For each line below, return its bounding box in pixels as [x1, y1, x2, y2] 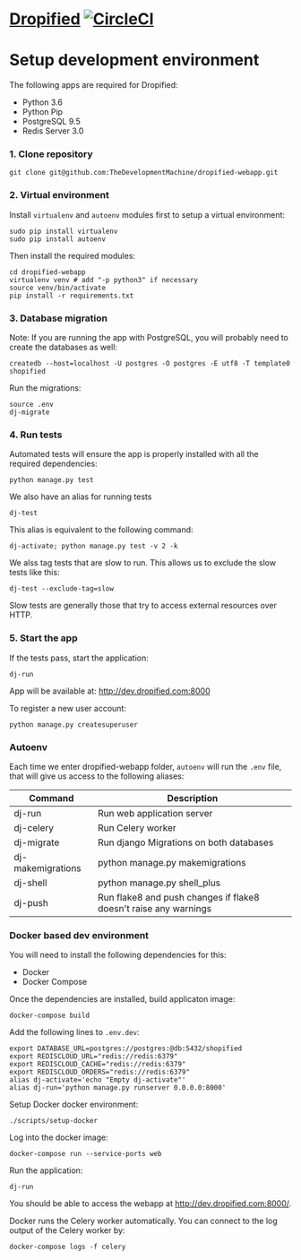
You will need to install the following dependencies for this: [9, 950, 227, 961]
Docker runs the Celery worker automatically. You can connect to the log [9, 1215, 278, 1227]
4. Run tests [9, 428, 63, 441]
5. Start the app [9, 632, 78, 644]
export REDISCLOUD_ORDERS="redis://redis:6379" [9, 1067, 191, 1077]
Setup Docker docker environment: [9, 1099, 139, 1110]
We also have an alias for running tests [9, 491, 152, 502]
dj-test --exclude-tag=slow [9, 584, 115, 593]
